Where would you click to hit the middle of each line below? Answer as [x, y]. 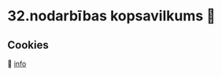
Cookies [28, 45]
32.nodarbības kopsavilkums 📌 [111, 16]
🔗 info [17, 63]
